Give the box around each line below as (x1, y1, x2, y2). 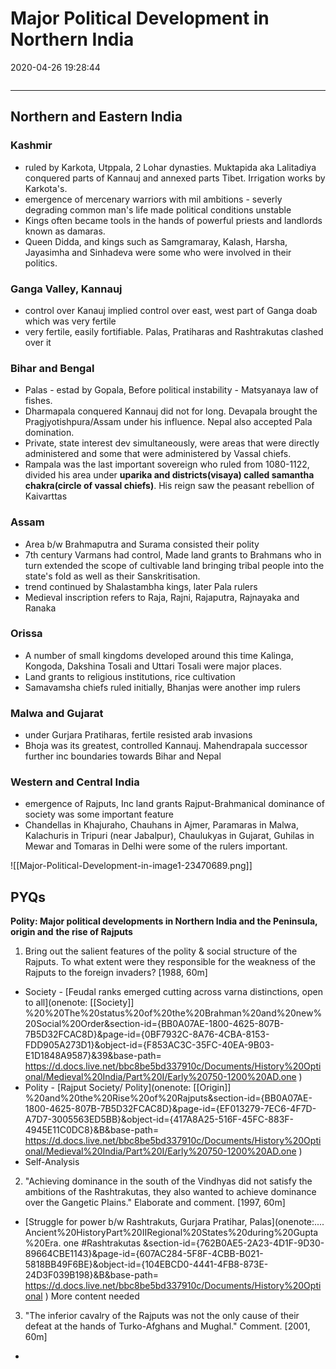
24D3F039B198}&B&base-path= (24, 1269, 159, 1281)
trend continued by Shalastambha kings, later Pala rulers (24, 580, 258, 592)
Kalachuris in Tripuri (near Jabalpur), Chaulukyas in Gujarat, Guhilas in (24, 830, 315, 842)
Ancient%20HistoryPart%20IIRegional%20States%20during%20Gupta (24, 1227, 319, 1239)
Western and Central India (10, 775, 140, 789)
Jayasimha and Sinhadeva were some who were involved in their (24, 246, 292, 258)
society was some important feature (24, 808, 174, 821)
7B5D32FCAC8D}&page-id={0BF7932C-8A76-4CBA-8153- (24, 1028, 270, 1041)
